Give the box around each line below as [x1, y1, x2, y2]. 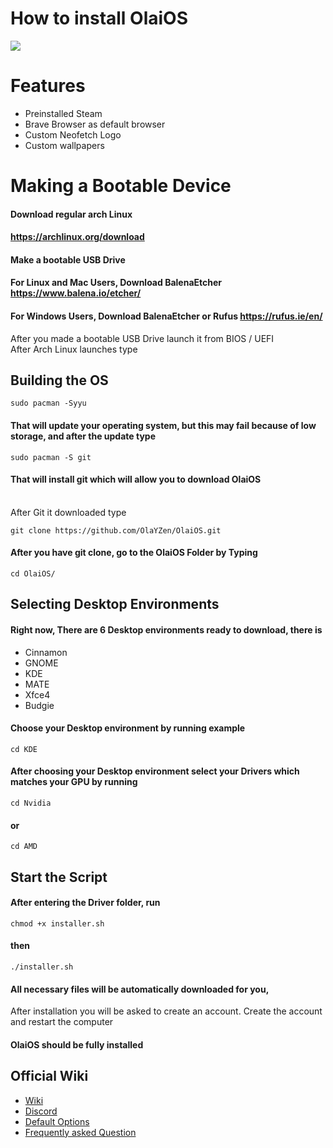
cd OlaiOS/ [10, 569, 56, 579]
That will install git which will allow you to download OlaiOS [10, 473, 262, 486]
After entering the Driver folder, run [10, 897, 161, 909]
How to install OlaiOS [10, 7, 188, 30]
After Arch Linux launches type [10, 343, 138, 355]
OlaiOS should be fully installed [10, 1038, 144, 1051]
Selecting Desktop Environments [10, 596, 220, 613]
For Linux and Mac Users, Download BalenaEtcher [10, 277, 222, 289]
